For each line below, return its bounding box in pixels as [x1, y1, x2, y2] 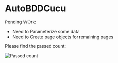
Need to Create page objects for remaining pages [12, 34, 114, 40]
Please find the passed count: [5, 43, 66, 49]
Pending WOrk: [5, 19, 36, 25]
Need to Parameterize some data [12, 28, 80, 34]
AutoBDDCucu [5, 3, 66, 14]
